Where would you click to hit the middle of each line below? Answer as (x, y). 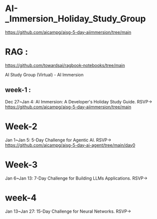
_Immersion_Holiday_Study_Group (75, 19)
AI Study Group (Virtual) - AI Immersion (44, 75)
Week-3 (21, 164)
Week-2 (21, 126)
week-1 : (18, 90)
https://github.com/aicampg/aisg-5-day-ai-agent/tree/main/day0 (70, 145)
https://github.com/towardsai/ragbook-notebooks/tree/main (65, 65)
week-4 (21, 198)
